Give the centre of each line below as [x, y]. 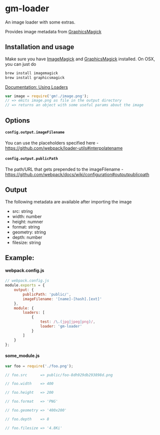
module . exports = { [25, 285]
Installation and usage [40, 47]
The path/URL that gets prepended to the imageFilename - [64, 169]
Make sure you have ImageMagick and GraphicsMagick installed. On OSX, [80, 59]
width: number [27, 216]
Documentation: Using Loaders [37, 87]
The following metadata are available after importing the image [68, 202]
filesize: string [26, 242]
